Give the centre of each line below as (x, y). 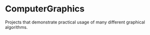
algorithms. (16, 27)
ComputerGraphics (45, 9)
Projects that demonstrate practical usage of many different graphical (75, 22)
